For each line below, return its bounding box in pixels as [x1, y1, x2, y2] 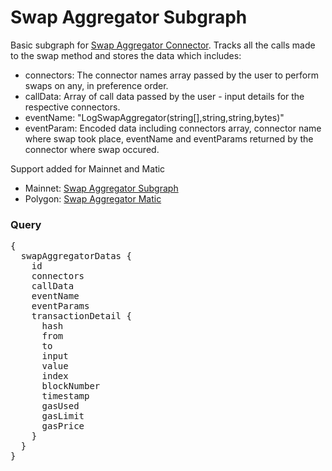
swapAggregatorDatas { [20, 251, 132, 262]
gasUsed [41, 401, 80, 412]
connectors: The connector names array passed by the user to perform [24, 69, 319, 81]
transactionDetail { [31, 311, 132, 322]
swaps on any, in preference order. [24, 79, 169, 91]
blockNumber [41, 381, 101, 392]
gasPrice [41, 421, 85, 432]
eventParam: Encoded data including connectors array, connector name [24, 122, 322, 134]
